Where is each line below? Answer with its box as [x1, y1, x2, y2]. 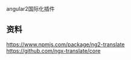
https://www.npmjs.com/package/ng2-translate [6, 41, 125, 48]
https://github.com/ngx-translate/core [6, 47, 101, 54]
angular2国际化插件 [6, 5, 56, 12]
